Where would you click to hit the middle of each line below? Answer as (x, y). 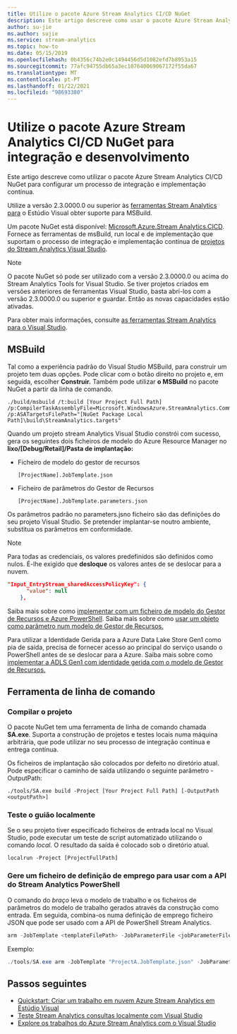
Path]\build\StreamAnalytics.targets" (64, 420)
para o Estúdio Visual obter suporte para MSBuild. (80, 213)
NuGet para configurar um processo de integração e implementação (107, 185)
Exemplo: (21, 949)
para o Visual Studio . (38, 328)
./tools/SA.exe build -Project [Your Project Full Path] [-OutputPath (113, 791)
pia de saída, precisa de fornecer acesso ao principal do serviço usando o (115, 647)
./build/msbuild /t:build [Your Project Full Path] (85, 402)
